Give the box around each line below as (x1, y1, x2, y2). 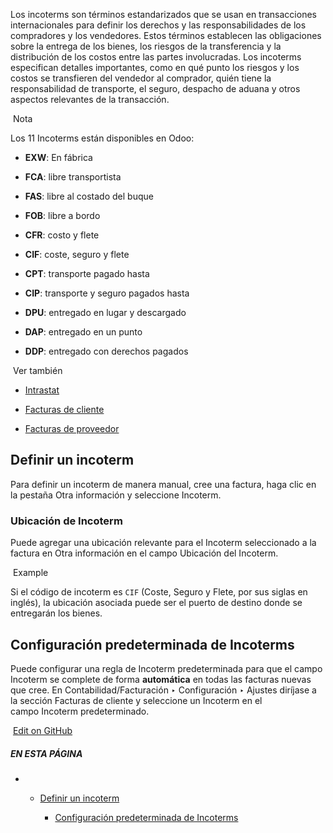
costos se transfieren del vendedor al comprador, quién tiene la (10, 72, 272, 84)
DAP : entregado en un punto (24, 326, 143, 338)
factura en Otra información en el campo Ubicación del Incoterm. (10, 547, 279, 559)
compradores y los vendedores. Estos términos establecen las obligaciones (10, 30, 322, 41)
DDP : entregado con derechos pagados (24, 345, 189, 357)
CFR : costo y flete (24, 229, 100, 241)
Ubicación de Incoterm (10, 514, 123, 528)
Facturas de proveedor (24, 423, 120, 434)
